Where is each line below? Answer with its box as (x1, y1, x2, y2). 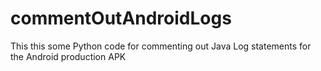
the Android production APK (10, 50, 127, 62)
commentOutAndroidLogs (10, 7, 232, 30)
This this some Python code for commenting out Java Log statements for (10, 40, 312, 52)
